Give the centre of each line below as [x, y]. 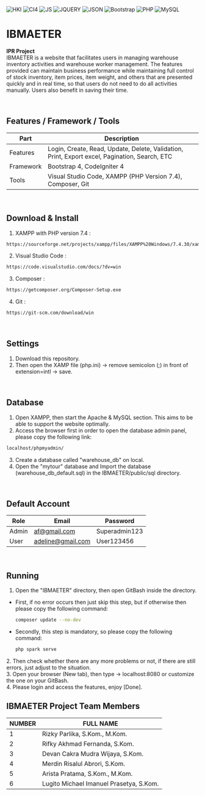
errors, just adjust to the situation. [49, 668]
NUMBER [23, 723]
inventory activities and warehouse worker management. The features [95, 64]
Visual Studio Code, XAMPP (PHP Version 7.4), [115, 176]
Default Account [38, 504]
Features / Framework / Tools [63, 121]
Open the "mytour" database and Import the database [83, 466]
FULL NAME [100, 723]
